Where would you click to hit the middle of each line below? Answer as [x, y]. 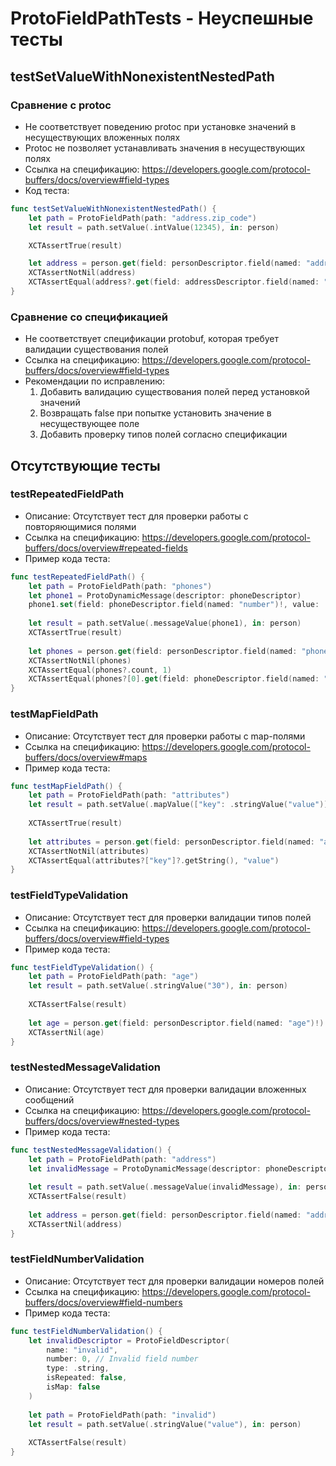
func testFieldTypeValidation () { [82, 967]
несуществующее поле [89, 424]
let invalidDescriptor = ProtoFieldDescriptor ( [129, 1340]
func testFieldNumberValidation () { [86, 1331]
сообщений [49, 1099]
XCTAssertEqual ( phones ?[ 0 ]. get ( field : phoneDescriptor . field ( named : [174, 679]
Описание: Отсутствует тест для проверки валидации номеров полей [174, 1281]
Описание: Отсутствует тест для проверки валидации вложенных [165, 1089]
